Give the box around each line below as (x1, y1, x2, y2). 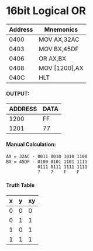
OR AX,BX (39, 54, 66, 62)
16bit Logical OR (6, 4, 86, 18)
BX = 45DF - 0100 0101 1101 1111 (6, 159, 88, 165)
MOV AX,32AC (39, 35, 80, 43)
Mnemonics (44, 25, 78, 34)
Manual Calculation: (6, 140, 56, 148)
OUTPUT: (6, 90, 30, 97)
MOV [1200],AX (39, 63, 84, 72)
